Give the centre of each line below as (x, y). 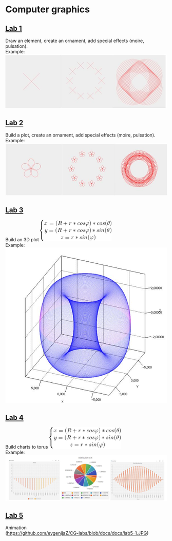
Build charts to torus (27, 447)
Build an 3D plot (22, 239)
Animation (16, 528)
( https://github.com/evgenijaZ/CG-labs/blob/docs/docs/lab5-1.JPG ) (77, 533)
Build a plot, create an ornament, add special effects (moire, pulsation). (80, 135)
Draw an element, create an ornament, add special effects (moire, (75, 41)
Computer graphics (48, 9)
